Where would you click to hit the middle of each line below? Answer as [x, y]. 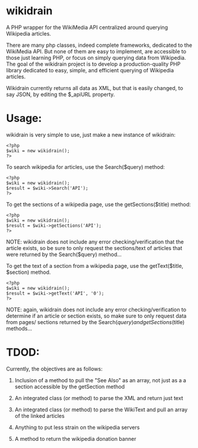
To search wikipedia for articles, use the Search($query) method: [86, 167]
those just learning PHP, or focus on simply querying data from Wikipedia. [96, 57]
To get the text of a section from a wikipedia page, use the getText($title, [95, 265]
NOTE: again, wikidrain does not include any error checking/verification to [96, 309]
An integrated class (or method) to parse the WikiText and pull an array [101, 409]
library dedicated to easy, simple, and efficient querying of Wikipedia [90, 70]
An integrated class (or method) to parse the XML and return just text [99, 398]
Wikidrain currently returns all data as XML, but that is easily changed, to [95, 88]
